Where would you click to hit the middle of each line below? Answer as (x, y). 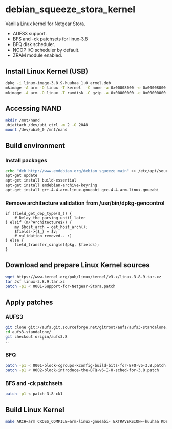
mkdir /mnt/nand (23, 120)
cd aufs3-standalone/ (28, 332)
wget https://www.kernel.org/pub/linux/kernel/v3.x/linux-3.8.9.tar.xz (83, 277)
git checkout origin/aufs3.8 (36, 337)
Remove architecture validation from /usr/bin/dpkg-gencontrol (85, 203)
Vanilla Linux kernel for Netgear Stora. (45, 24)
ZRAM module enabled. (37, 55)
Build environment (35, 146)
